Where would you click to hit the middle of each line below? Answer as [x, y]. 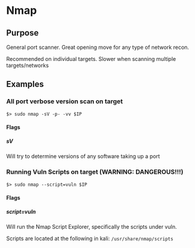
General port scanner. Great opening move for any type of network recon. [98, 47]
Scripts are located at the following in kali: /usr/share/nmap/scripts [90, 238]
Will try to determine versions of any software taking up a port [83, 156]
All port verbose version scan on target [65, 101]
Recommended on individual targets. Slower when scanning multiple [91, 59]
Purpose [23, 33]
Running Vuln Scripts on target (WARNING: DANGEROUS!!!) [95, 172]
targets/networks [28, 65]
